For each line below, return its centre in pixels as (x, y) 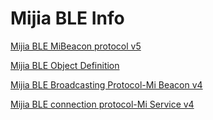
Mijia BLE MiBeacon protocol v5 (76, 46)
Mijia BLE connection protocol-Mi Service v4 (102, 104)
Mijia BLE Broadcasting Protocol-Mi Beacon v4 (106, 84)
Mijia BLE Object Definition (65, 65)
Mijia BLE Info (67, 18)
